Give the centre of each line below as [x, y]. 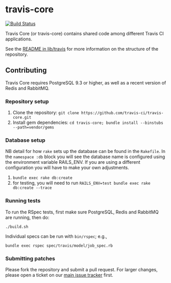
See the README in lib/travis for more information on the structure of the [82, 49]
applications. [19, 39]
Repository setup [27, 101]
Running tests [23, 201]
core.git [22, 118]
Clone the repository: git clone [46, 113]
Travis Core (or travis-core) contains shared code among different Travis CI [85, 33]
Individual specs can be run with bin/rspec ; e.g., [56, 236]
